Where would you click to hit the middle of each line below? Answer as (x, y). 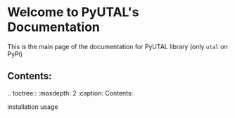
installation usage (33, 107)
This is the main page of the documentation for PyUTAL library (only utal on (118, 46)
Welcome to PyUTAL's (73, 12)
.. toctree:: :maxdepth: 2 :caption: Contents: (70, 93)
